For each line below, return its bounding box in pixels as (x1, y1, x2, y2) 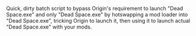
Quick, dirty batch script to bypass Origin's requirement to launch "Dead (6, 5, 184, 12)
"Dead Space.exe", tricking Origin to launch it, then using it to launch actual (6, 17, 190, 24)
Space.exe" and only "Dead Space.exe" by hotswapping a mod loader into (6, 11, 188, 18)
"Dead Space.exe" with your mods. (6, 23, 92, 30)
